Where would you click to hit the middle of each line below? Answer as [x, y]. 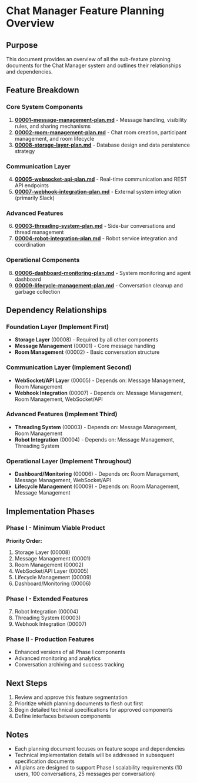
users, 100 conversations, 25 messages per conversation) [85, 774]
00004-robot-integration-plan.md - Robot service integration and [96, 238]
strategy [25, 151]
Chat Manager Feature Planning [85, 11]
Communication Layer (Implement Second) [69, 367]
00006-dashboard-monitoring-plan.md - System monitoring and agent [103, 273]
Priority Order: [24, 540]
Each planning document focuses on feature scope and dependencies [100, 749]
